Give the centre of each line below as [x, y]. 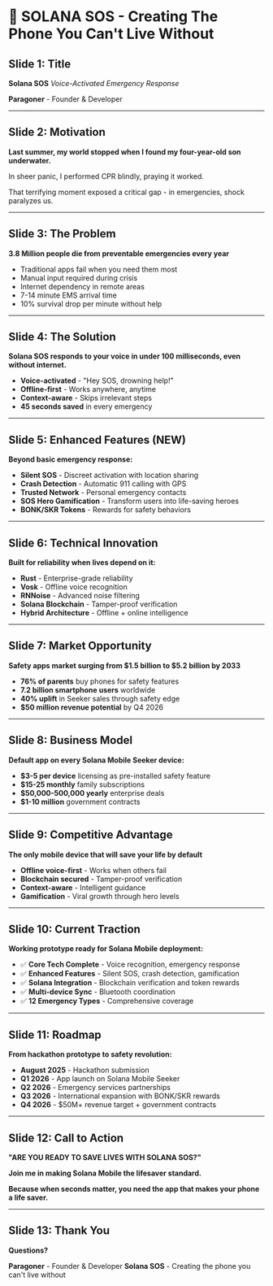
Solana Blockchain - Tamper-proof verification [99, 604]
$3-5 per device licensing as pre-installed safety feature [115, 776]
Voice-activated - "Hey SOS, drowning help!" [97, 380]
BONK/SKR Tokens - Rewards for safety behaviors [105, 510]
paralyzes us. [31, 200]
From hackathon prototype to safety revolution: [90, 1054]
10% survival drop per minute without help [91, 303]
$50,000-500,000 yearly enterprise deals [92, 793]
